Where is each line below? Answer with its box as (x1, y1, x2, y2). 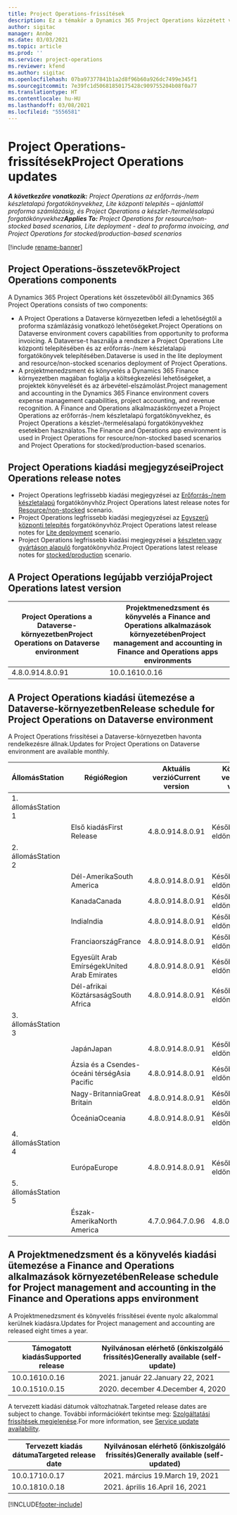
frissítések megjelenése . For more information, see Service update (8, 1417, 199, 1425)
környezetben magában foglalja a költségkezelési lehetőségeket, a (18, 373, 211, 382)
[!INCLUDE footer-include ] (8, 1500, 83, 1509)
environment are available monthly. (8, 747, 110, 755)
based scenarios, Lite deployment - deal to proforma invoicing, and (32, 222, 229, 230)
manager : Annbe (8, 30, 53, 37)
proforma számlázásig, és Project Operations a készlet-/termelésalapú (8, 207, 214, 215)
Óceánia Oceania (70, 1113, 126, 1123)
